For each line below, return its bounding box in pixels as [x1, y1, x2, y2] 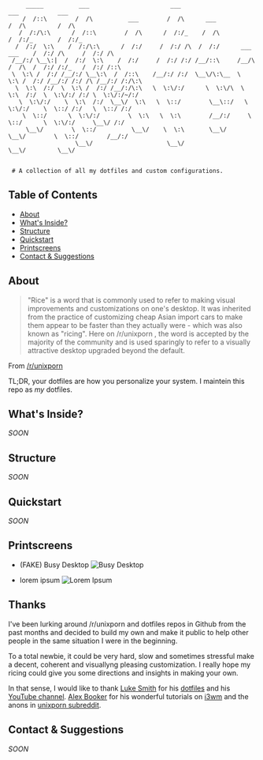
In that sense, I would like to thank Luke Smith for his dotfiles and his [8, 683, 231, 693]
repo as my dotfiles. [8, 385, 72, 394]
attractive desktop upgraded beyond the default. [27, 345, 185, 355]
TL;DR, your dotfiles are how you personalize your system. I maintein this [8, 376, 246, 386]
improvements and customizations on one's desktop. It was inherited [27, 303, 251, 313]
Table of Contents [8, 188, 98, 202]
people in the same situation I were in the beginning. [8, 636, 178, 645]
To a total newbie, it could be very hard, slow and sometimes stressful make [8, 651, 254, 660]
